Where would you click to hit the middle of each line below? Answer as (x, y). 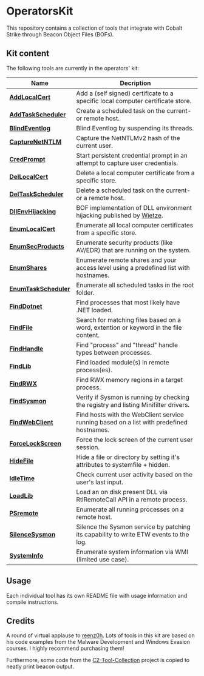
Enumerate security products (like (124, 243)
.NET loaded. (94, 310)
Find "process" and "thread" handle (127, 345)
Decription (135, 83)
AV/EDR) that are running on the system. (133, 250)
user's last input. (99, 482)
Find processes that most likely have (128, 303)
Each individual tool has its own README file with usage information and (97, 595)
